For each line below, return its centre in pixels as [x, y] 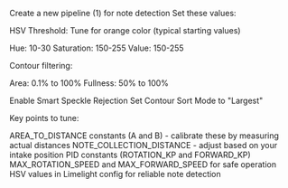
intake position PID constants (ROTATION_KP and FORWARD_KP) [130, 155]
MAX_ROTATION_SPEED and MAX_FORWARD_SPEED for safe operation [143, 164]
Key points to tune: [44, 118]
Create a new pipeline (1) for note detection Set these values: [123, 13]
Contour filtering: [41, 66]
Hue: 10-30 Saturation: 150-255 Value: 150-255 [97, 48]
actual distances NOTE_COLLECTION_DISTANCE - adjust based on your [144, 145]
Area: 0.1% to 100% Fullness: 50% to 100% [89, 83]
